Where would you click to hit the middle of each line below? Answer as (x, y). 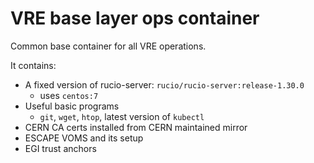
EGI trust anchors (60, 148)
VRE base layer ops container (135, 18)
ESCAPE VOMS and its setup (84, 138)
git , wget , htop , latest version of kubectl (122, 116)
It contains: (33, 65)
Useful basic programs (72, 106)
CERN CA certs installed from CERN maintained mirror (136, 127)
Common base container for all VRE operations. (108, 46)
